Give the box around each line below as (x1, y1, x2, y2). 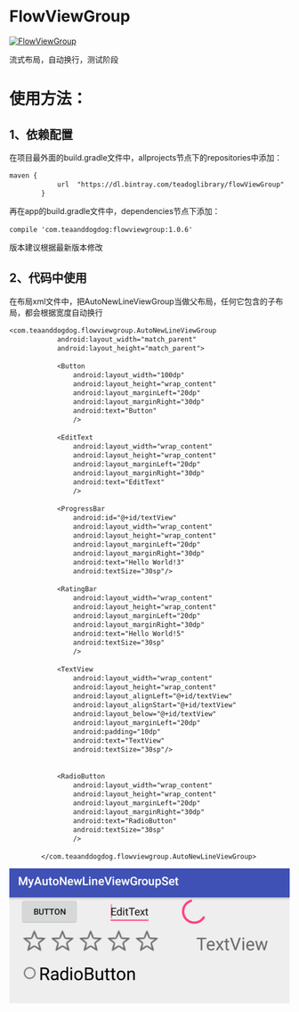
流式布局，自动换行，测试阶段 (9, 53, 118, 64)
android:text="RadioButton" (72, 816, 177, 826)
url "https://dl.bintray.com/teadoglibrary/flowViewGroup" (56, 180, 285, 189)
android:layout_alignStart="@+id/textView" (72, 700, 238, 710)
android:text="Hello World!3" (72, 557, 185, 567)
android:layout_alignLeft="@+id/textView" (72, 691, 233, 701)
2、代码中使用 (9, 270, 87, 286)
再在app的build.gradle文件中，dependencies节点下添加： (9, 205, 221, 216)
